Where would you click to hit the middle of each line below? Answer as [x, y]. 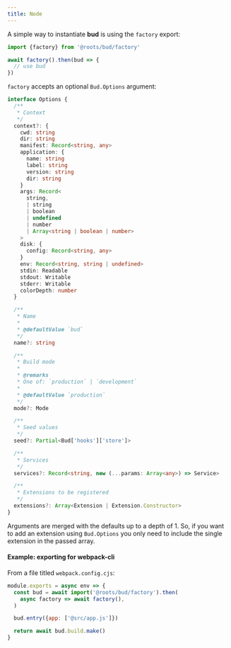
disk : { [31, 244]
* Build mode [36, 362]
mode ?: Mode [31, 408]
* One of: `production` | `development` [77, 382]
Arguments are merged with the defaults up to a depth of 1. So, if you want [116, 525]
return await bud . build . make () [60, 631]
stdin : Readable [44, 271]
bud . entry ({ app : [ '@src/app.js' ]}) [66, 618]
